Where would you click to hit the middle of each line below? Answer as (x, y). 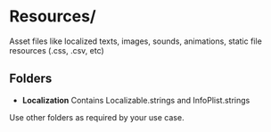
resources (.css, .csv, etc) (57, 50)
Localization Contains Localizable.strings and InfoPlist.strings (136, 100)
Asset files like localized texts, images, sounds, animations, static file (136, 41)
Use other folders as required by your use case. (97, 117)
